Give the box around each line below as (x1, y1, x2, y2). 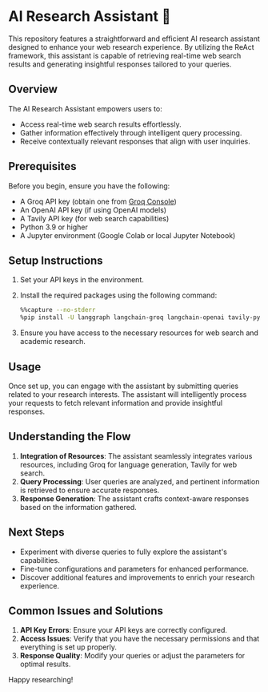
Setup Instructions (8, 253, 103, 267)
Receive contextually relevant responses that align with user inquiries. (19, 136, 250, 146)
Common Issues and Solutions (8, 604, 164, 617)
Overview (8, 83, 58, 96)
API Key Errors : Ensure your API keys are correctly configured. (19, 625, 228, 635)
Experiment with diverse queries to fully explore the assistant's (19, 547, 228, 556)
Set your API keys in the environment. (19, 275, 144, 285)
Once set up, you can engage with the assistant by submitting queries (8, 381, 238, 391)
